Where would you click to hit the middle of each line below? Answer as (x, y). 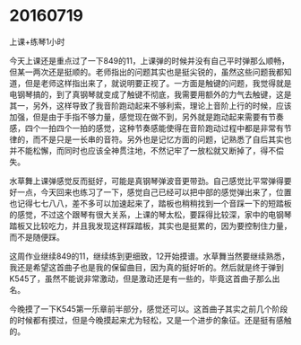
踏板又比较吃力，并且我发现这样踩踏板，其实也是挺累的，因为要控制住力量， (150, 226)
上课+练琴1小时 (37, 41)
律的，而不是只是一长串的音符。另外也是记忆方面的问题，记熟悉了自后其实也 (150, 139)
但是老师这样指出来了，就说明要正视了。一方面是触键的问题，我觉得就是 (158, 83)
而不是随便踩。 (37, 237)
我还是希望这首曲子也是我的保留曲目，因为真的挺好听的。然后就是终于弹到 (146, 267)
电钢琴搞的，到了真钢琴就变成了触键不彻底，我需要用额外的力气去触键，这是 (150, 94)
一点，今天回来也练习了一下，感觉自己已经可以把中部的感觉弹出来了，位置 (154, 192)
